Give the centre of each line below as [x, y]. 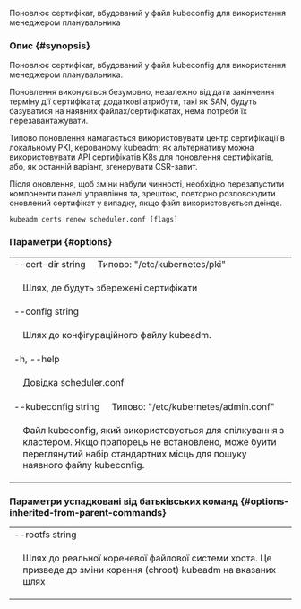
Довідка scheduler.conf [73, 383]
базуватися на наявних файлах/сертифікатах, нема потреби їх [129, 111]
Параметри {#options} [61, 242]
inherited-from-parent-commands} [88, 513]
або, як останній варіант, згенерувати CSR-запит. [103, 167]
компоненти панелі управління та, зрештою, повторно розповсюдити [142, 194]
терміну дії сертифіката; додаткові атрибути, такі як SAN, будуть [133, 101]
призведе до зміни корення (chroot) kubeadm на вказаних [149, 570]
